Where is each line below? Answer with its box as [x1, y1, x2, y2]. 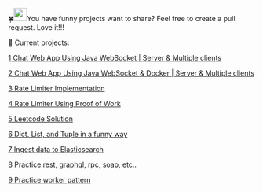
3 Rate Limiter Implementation [8, 83, 105, 93]
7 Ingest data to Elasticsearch [8, 145, 104, 153]
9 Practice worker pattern [8, 175, 92, 184]
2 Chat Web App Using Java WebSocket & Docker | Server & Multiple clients [8, 68, 255, 78]
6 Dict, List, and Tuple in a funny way [8, 130, 128, 138]
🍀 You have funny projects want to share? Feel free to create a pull [8, 14, 236, 23]
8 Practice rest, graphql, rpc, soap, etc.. [8, 160, 137, 169]
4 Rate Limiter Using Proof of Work [8, 99, 122, 108]
